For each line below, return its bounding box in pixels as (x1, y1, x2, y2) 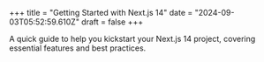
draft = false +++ (80, 17, 144, 27)
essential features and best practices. (9, 43, 147, 53)
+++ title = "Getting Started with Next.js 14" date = (9, 8, 193, 17)
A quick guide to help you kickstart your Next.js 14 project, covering (9, 34, 256, 44)
